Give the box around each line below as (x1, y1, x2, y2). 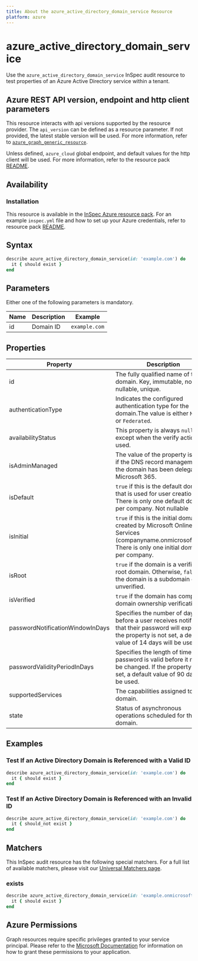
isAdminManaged (9, 462, 58, 469)
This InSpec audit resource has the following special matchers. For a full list (6, 858, 190, 865)
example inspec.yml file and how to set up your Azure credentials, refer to (6, 216, 186, 224)
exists (6, 879, 24, 887)
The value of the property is (115, 450, 193, 459)
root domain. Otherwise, (115, 568, 182, 575)
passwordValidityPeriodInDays (9, 663, 94, 671)
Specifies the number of (115, 609, 183, 617)
